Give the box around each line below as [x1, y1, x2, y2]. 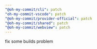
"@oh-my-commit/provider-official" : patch [5, 16, 92, 21]
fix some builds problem [5, 38, 53, 44]
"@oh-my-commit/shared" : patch [5, 20, 68, 26]
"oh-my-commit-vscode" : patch [5, 12, 66, 16]
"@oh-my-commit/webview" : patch [5, 25, 70, 30]
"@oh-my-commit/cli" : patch [5, 7, 62, 12]
